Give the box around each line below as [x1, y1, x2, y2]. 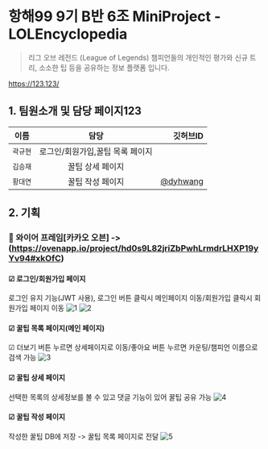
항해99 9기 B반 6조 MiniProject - [8, 7, 221, 26]
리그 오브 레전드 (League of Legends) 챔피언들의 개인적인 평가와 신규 [27, 52, 248, 62]
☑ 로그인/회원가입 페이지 [8, 273, 86, 283]
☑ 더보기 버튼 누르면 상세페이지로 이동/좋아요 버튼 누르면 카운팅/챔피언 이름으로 [8, 343, 258, 352]
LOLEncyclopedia [8, 25, 128, 44]
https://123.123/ [8, 78, 60, 89]
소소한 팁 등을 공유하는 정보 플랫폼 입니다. [39, 62, 171, 73]
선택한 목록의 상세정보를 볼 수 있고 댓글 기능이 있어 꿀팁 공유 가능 [8, 392, 212, 401]
